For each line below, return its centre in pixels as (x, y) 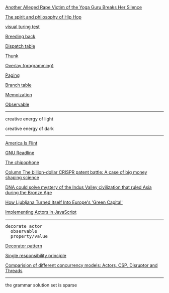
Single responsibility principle (36, 256)
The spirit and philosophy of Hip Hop (44, 17)
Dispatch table (20, 46)
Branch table (18, 85)
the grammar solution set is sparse (41, 285)
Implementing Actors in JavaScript (41, 212)
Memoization (19, 95)
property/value (29, 236)
